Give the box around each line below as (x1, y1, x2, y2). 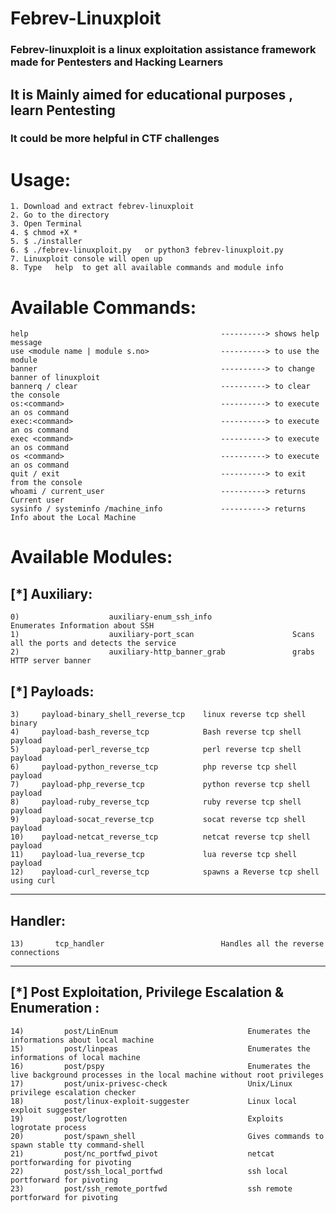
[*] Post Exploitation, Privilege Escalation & (10, 984, 285, 1001)
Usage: (10, 168, 72, 191)
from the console (10, 478, 83, 488)
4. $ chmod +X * (10, 228, 78, 238)
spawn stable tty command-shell (10, 1140, 145, 1150)
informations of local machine (10, 1052, 141, 1062)
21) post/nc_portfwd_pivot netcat (10, 1148, 275, 1159)
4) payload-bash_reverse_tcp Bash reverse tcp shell (10, 727, 302, 737)
